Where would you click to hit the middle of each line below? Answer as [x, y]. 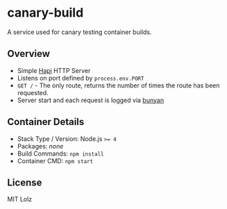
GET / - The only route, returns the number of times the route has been [118, 85]
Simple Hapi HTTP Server [54, 70]
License [25, 182]
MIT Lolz [20, 199]
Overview [29, 54]
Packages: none [40, 146]
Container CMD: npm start [55, 160]
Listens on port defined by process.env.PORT [81, 78]
